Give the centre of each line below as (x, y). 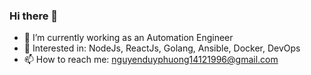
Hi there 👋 (34, 16)
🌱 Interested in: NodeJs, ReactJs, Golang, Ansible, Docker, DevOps (162, 48)
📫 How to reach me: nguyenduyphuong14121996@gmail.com (151, 60)
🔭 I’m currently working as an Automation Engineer (128, 38)
